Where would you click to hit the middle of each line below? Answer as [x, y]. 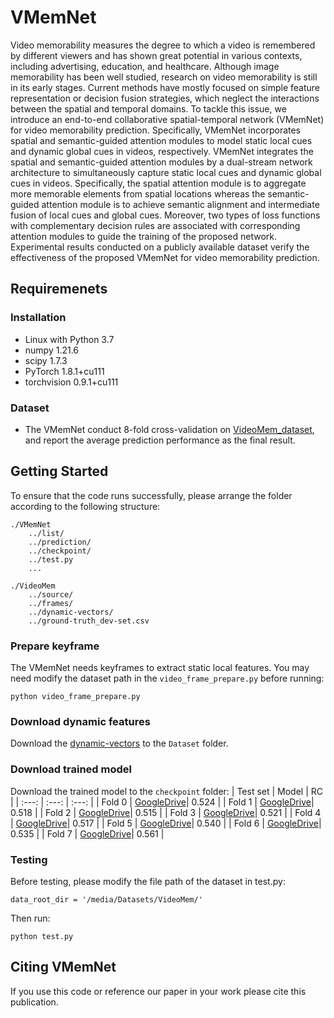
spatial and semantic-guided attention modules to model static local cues [161, 140]
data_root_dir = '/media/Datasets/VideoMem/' [106, 899]
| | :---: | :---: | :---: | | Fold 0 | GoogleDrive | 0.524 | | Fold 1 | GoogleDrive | [162, 802]
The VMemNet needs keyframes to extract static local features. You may [160, 668]
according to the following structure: [85, 506]
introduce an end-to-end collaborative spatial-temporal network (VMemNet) [167, 119]
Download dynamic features [80, 721]
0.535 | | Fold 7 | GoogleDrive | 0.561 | [87, 833]
